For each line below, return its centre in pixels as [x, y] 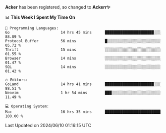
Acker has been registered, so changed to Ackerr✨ [58, 7]
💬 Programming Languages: [32, 28]
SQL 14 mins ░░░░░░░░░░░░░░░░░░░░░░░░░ [83, 67]
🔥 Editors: [17, 80]
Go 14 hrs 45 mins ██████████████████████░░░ [83, 33]
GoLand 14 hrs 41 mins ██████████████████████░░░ [83, 84]
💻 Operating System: [27, 106]
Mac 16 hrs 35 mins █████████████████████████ [83, 112]
